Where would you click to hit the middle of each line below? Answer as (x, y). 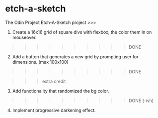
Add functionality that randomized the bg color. (61, 91)
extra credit (54, 81)
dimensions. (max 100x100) (40, 62)
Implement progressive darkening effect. (54, 110)
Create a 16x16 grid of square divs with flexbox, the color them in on (82, 32)
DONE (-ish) (141, 101)
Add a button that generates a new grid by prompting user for (75, 57)
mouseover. (24, 37)
